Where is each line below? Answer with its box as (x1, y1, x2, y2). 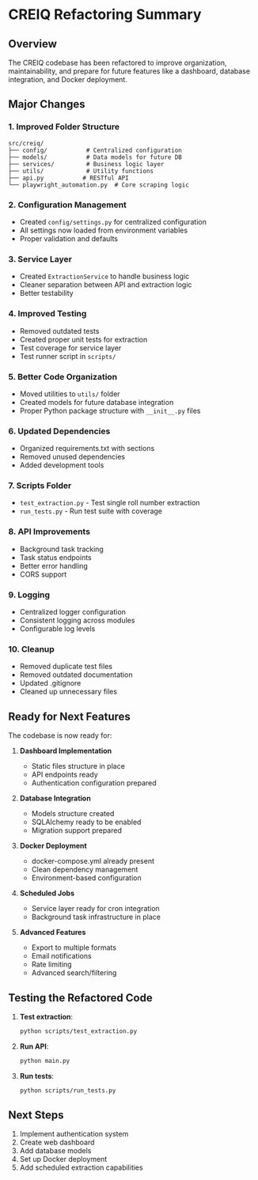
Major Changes (8, 97, 85, 112)
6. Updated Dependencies (8, 425, 111, 437)
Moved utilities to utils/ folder (19, 389, 120, 399)
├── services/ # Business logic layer (8, 160, 165, 168)
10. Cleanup (8, 643, 55, 654)
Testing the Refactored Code (8, 991, 153, 1004)
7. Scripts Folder (8, 480, 72, 491)
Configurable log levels (19, 624, 96, 633)
